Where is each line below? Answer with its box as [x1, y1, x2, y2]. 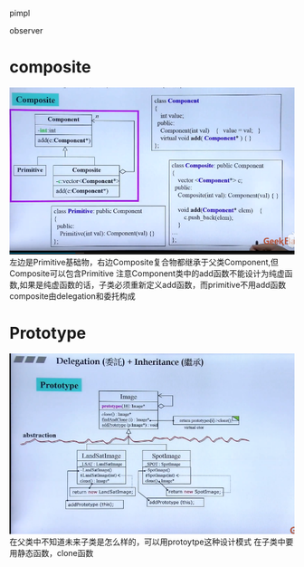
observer [9, 25, 43, 35]
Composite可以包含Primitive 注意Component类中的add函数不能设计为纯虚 [9, 267, 285, 279]
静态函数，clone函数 [16, 547, 94, 558]
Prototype [9, 322, 87, 343]
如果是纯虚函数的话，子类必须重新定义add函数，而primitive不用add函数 [19, 279, 287, 290]
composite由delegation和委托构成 [9, 290, 136, 302]
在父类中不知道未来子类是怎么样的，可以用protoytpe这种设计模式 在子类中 [9, 536, 286, 547]
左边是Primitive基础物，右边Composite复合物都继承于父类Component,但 [9, 256, 279, 267]
